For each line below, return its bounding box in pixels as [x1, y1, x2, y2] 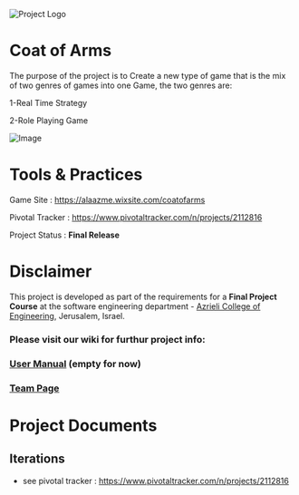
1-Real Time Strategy [9, 97, 88, 108]
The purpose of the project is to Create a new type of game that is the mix [9, 70, 286, 81]
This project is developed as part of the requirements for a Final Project [9, 291, 278, 302]
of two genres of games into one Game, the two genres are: [9, 80, 233, 91]
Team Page [9, 382, 60, 394]
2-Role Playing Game [9, 114, 89, 126]
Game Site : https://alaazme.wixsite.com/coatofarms [9, 194, 206, 205]
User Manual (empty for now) [9, 357, 142, 370]
